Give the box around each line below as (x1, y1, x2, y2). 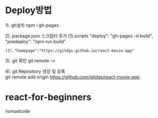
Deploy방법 (5, 5, 52, 16)
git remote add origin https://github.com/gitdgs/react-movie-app (5, 74, 140, 80)
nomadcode (5, 108, 30, 114)
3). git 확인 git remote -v (5, 57, 56, 63)
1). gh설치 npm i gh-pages (5, 22, 59, 28)
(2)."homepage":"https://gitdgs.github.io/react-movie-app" (5, 48, 135, 53)
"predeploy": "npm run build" (5, 38, 66, 44)
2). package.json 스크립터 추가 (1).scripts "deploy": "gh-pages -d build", (5, 33, 153, 39)
